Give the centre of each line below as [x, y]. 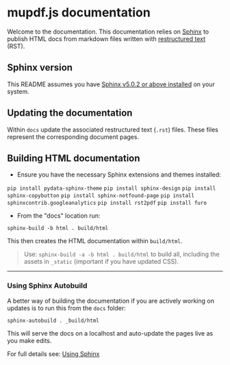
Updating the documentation [70, 113]
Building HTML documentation [74, 158]
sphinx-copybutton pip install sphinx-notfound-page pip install [101, 196]
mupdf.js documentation [79, 13]
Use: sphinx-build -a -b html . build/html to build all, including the [122, 254]
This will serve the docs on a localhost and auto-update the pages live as [110, 333]
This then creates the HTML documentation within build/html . [95, 241]
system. [18, 91]
